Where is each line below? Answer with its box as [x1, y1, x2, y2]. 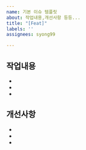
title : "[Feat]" [6, 20, 47, 26]
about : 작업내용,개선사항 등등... [6, 15, 81, 21]
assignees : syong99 [6, 32, 56, 38]
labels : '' [6, 26, 34, 32]
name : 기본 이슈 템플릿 [6, 9, 58, 15]
